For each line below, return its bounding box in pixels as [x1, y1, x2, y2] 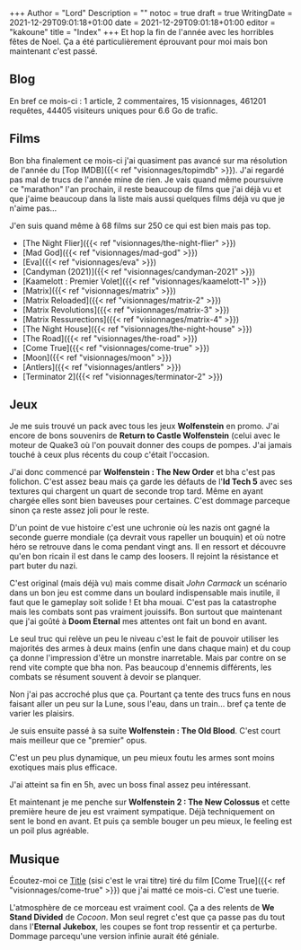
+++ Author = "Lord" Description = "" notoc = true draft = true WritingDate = [9, 8, 293, 18]
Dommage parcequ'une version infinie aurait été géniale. [9, 931, 220, 942]
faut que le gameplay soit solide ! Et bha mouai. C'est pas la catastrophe [9, 597, 277, 608]
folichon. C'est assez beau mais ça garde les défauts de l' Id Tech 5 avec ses [9, 476, 293, 488]
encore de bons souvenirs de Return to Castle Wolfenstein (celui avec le [9, 430, 280, 441]
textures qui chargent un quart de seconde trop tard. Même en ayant [9, 486, 263, 497]
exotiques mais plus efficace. [9, 762, 118, 773]
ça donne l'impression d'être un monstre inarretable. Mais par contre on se [9, 653, 287, 664]
